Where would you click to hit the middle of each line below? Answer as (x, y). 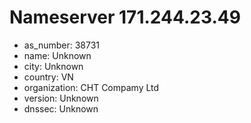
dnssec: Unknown (61, 108)
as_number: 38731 (62, 45)
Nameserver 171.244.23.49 (125, 17)
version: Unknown (61, 98)
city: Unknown (53, 66)
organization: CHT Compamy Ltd (91, 87)
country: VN (48, 77)
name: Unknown (57, 55)
